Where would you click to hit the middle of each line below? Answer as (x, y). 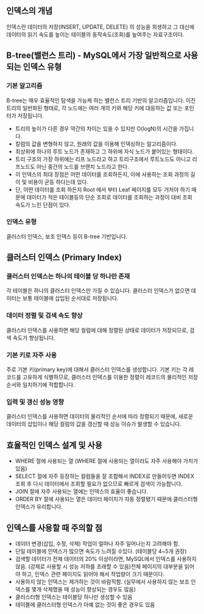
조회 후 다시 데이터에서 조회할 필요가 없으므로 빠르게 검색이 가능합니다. (99, 484)
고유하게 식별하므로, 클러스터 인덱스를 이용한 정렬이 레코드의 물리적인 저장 (110, 377)
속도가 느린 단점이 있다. (43, 205)
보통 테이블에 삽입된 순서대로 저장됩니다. (70, 298)
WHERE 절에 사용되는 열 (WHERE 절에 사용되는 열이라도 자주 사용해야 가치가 (107, 461)
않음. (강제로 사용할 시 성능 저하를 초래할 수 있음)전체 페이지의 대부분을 (99, 566)
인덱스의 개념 (30, 11)
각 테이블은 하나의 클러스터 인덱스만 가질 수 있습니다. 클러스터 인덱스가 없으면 (98, 291)
